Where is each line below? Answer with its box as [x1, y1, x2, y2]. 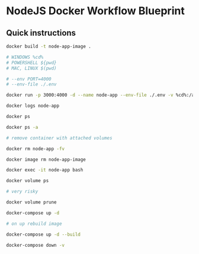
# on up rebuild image [6, 221, 62, 227]
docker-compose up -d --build [6, 231, 81, 237]
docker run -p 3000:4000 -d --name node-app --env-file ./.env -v [6, 92, 174, 99]
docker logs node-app [6, 103, 60, 109]
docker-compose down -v [6, 242, 65, 248]
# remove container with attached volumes [6, 135, 113, 141]
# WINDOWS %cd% [6, 54, 44, 60]
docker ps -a [6, 124, 38, 130]
